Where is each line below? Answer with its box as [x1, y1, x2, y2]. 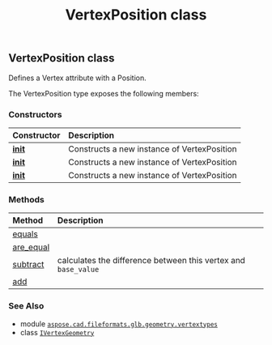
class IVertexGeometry [19, 327, 95, 337]
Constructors [8, 109, 62, 120]
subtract [12, 259, 45, 270]
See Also [8, 300, 45, 312]
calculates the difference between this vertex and [57, 255, 245, 266]
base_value [57, 265, 100, 275]
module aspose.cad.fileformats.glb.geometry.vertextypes [19, 318, 219, 329]
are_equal [12, 241, 50, 253]
